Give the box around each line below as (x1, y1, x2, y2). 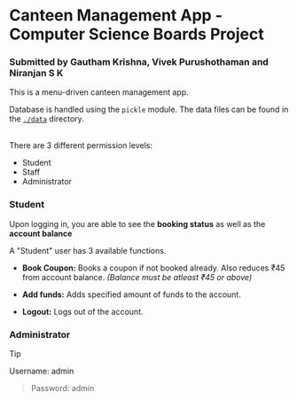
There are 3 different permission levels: (9, 140, 153, 151)
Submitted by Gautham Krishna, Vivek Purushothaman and (9, 56, 269, 68)
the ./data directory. (9, 114, 84, 124)
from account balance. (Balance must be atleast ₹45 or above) (21, 271, 253, 282)
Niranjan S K (9, 67, 64, 80)
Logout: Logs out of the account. (21, 306, 144, 317)
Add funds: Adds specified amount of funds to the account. (21, 289, 241, 300)
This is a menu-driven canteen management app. (9, 87, 189, 98)
